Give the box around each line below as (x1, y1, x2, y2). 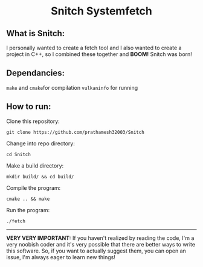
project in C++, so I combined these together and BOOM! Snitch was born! (6, 51, 192, 58)
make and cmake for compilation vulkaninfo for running (6, 84, 138, 91)
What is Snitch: (6, 28, 65, 39)
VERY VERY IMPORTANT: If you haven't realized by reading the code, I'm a (6, 234, 195, 242)
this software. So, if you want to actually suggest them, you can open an (6, 247, 186, 254)
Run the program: (6, 206, 50, 213)
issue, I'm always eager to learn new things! (6, 253, 116, 260)
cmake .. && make (6, 196, 50, 202)
